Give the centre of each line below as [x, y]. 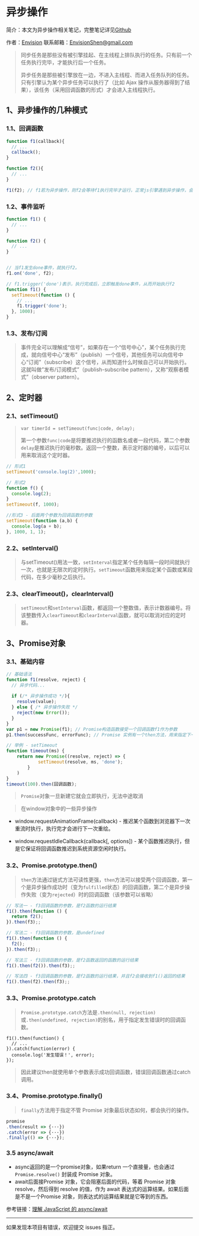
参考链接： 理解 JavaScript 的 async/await [57, 1209]
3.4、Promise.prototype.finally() [54, 1096]
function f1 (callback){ [36, 141]
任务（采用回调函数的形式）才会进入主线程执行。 [99, 90]
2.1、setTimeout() [32, 416]
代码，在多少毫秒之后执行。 [54, 577]
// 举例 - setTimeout [32, 745]
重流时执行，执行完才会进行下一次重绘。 [64, 829]
